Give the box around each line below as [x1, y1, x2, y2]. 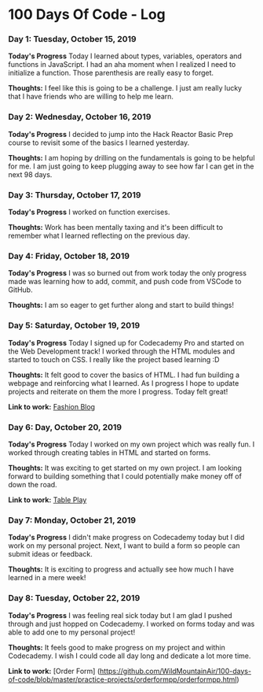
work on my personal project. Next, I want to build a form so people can [8, 541, 240, 550]
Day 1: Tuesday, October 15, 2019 [8, 34, 137, 45]
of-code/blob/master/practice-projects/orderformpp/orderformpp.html [8, 675, 237, 684]
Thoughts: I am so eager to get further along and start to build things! [8, 301, 234, 310]
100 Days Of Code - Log [8, 6, 166, 24]
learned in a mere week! [8, 573, 86, 583]
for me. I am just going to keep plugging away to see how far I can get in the [8, 161, 254, 171]
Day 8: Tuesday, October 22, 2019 [8, 593, 141, 604]
